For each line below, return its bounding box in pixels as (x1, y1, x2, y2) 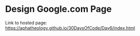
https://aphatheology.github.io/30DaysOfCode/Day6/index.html (5, 25, 136, 31)
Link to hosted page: (5, 20, 47, 26)
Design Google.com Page (5, 3, 112, 15)
